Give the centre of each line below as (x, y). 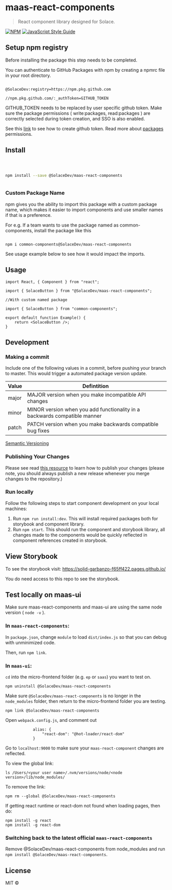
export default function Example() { (46, 318)
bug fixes (38, 431)
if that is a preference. (29, 215)
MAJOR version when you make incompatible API (87, 395)
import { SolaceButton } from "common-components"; (61, 309)
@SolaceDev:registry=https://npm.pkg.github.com (58, 89)
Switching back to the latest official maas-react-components (79, 838)
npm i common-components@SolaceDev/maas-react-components (68, 244)
